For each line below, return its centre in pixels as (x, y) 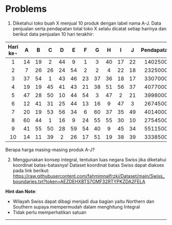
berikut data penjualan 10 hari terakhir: (53, 34)
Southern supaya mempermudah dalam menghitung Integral (76, 207)
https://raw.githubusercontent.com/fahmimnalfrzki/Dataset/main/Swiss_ (89, 176)
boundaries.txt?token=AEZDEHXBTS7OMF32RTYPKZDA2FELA (79, 181)
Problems (26, 9)
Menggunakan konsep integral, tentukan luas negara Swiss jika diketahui (89, 159)
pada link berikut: (31, 171)
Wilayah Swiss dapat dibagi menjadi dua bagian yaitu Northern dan (83, 201)
